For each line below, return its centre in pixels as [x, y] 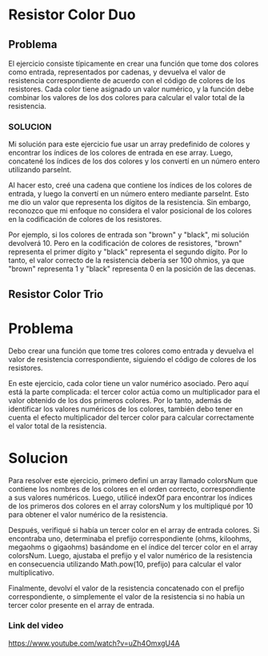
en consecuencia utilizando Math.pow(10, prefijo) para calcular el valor [125, 564]
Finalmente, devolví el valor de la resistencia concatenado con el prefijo [126, 588]
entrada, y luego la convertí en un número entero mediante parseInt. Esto [129, 194]
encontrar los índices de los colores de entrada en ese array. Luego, [121, 153]
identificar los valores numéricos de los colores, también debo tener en [126, 408]
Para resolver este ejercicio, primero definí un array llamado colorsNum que [133, 480]
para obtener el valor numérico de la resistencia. [88, 514]
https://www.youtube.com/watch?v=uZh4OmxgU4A [94, 643]
